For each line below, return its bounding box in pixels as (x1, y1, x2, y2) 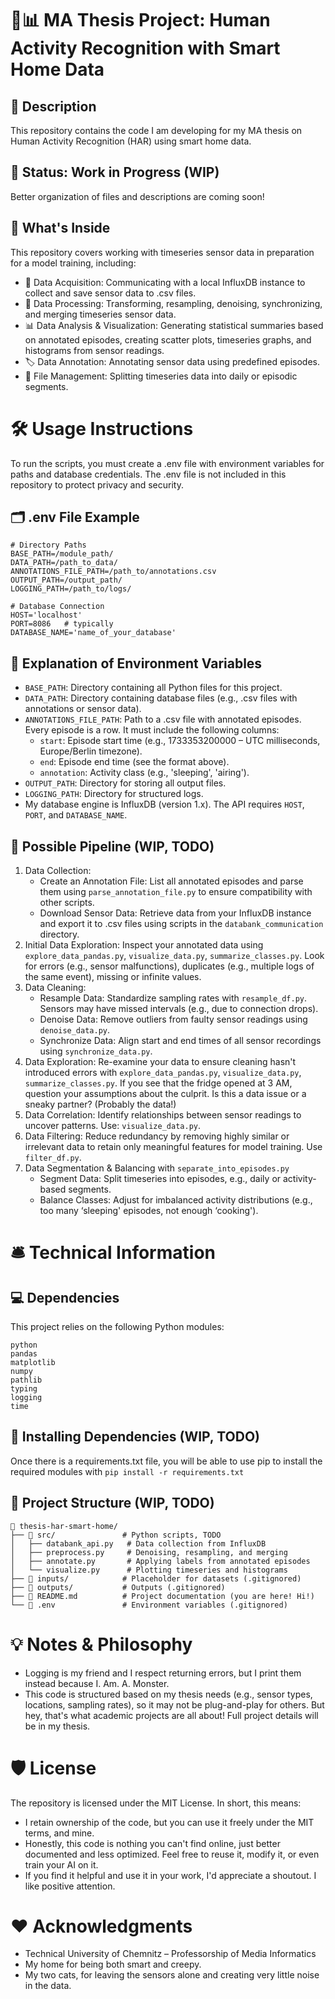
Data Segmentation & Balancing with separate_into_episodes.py (24, 1162, 290, 1174)
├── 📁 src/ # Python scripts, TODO (10, 1530, 222, 1540)
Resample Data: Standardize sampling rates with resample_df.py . (39, 992, 308, 1004)
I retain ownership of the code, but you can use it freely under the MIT (24, 1816, 315, 1828)
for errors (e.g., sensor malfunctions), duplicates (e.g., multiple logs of (24, 960, 315, 972)
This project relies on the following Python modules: (10, 1321, 225, 1332)
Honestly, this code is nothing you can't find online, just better (24, 1837, 281, 1849)
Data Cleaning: (24, 982, 87, 993)
